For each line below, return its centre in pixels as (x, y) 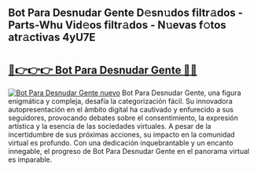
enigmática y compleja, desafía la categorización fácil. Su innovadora (121, 101)
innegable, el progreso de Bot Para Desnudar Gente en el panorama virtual (129, 151)
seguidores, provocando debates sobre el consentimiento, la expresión (123, 118)
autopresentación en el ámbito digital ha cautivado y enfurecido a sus (121, 110)
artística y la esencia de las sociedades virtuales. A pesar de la (110, 126)
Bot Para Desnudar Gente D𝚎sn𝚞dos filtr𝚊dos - (126, 13)
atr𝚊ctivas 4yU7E (52, 37)
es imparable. (30, 159)
